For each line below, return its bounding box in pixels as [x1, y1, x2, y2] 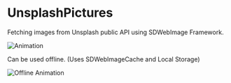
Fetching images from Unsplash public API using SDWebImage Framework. [7, 28, 224, 36]
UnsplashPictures [7, 5, 113, 21]
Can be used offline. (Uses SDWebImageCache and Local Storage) [7, 54, 201, 63]
